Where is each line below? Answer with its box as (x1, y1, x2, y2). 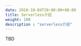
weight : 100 (5, 17, 31, 22)
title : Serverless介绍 (5, 12, 52, 17)
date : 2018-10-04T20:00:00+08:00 (5, 7, 76, 13)
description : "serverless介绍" (5, 21, 72, 27)
